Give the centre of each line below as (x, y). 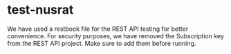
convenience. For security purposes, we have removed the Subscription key (116, 36)
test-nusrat (40, 10)
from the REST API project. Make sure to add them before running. (102, 43)
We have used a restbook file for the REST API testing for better (98, 29)
